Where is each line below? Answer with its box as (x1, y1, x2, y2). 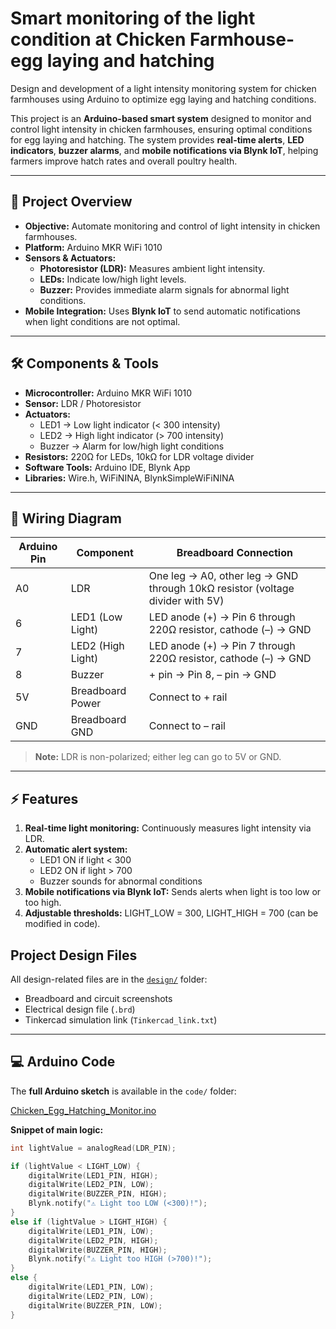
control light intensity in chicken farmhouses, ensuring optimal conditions (10, 123, 313, 135)
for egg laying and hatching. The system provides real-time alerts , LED (10, 133, 305, 146)
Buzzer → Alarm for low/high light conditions (39, 440, 225, 452)
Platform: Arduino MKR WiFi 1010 (24, 241, 163, 253)
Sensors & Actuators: (24, 252, 117, 264)
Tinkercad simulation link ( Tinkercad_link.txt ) (24, 1014, 218, 1026)
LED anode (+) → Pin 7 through (148, 639, 296, 653)
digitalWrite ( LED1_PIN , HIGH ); (28, 1170, 159, 1181)
